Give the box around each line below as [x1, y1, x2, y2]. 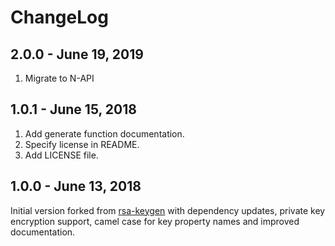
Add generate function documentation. [24, 127, 185, 140]
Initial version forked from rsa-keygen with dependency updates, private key [10, 204, 326, 216]
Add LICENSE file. [24, 149, 99, 161]
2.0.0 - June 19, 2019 [10, 46, 144, 63]
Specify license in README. [24, 138, 140, 150]
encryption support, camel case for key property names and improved [10, 215, 300, 227]
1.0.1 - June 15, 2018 [10, 101, 137, 118]
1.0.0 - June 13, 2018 [10, 178, 142, 195]
